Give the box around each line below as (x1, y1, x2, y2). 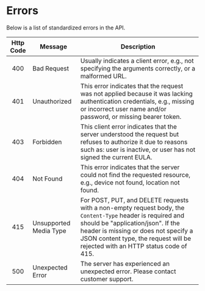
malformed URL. (80, 72, 127, 80)
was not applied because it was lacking (80, 89, 193, 98)
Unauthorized (32, 97, 72, 105)
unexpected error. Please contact (80, 267, 176, 276)
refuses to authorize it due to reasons (80, 137, 188, 146)
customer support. (80, 274, 134, 283)
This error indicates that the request (80, 81, 184, 90)
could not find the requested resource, (80, 170, 191, 179)
